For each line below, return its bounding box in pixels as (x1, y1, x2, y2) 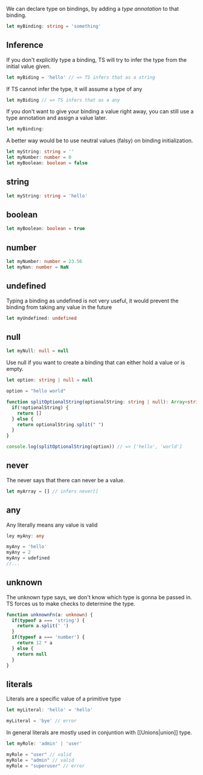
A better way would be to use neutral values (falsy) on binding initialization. (6, 137, 193, 144)
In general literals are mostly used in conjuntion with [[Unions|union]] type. (6, 729, 192, 736)
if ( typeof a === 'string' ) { (11, 617, 85, 624)
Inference (6, 40, 43, 50)
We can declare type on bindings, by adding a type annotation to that (6, 5, 179, 12)
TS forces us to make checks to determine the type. (6, 600, 136, 607)
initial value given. (6, 62, 51, 70)
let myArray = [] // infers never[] (6, 488, 98, 494)
